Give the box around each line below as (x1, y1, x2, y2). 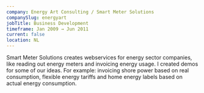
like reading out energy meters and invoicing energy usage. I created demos (6, 60, 199, 67)
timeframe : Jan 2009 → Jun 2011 (6, 26, 89, 32)
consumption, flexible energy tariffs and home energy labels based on (6, 74, 183, 80)
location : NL (6, 37, 40, 43)
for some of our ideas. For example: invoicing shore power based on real (6, 67, 189, 74)
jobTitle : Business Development (6, 20, 89, 26)
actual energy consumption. (6, 80, 77, 87)
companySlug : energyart (6, 15, 67, 21)
